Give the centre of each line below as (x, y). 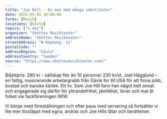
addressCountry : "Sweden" (32, 56)
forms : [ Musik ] (21, 19)
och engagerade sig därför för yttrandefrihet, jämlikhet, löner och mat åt (79, 91)
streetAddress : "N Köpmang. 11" (39, 42)
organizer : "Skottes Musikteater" (41, 33)
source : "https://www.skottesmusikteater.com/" (56, 61)
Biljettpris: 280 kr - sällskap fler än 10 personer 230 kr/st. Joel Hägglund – (81, 75)
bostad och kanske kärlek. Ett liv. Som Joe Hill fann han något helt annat (79, 86)
